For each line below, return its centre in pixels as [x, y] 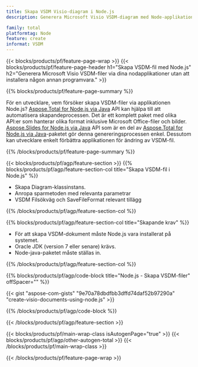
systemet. [27, 240]
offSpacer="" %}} [28, 282]
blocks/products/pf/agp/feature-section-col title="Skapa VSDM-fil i [88, 169]
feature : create [26, 39]
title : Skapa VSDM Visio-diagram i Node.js [60, 12]
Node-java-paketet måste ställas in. [58, 253]
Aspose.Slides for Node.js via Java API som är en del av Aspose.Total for [95, 128]
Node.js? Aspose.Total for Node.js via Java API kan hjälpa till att [83, 109]
